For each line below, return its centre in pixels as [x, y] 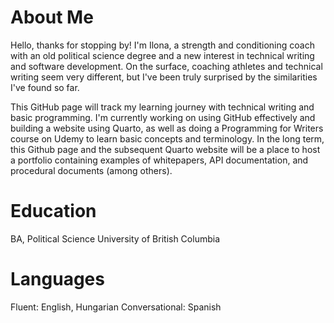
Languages [57, 279]
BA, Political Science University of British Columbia [115, 238]
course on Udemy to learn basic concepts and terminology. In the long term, [167, 138]
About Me [52, 17]
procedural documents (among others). [91, 170]
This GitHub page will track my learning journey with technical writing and [162, 107]
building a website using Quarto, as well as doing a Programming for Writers [167, 128]
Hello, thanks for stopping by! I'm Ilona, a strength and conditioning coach [162, 45]
